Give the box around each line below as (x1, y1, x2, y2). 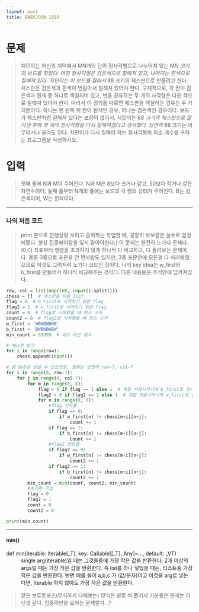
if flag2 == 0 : (48, 447, 86, 453)
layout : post (6, 8, 38, 15)
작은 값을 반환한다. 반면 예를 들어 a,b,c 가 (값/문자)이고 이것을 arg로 (21, 572, 178, 579)
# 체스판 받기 (6, 342, 35, 349)
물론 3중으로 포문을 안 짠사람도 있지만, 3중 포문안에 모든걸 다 (28, 253, 169, 261)
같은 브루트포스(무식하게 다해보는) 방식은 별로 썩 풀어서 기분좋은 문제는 (20, 591, 185, 599)
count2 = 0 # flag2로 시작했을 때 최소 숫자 (6, 315, 108, 321)
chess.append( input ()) (17, 353, 73, 359)
